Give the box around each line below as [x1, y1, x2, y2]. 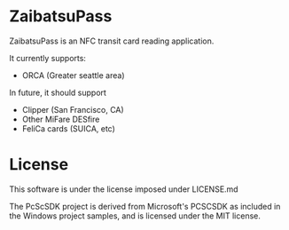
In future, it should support [9, 87, 106, 98]
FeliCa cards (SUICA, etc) [21, 123, 115, 134]
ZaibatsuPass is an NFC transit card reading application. [9, 36, 215, 46]
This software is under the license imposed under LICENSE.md [9, 184, 238, 194]
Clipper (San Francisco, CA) [21, 104, 124, 115]
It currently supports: [9, 52, 87, 63]
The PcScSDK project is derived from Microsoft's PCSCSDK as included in [9, 201, 281, 211]
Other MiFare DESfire [21, 114, 100, 124]
